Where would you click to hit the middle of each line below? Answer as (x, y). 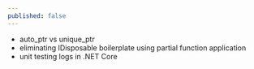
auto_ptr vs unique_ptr (57, 39)
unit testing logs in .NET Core (69, 56)
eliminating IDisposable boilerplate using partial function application (133, 47)
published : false (37, 16)
